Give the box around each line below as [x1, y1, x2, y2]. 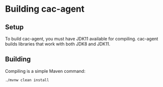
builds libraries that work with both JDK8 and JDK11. [5, 41, 111, 47]
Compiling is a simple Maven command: [5, 68, 86, 74]
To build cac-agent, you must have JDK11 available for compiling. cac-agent [5, 36, 158, 42]
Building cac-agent [5, 3, 85, 15]
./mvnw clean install [5, 77, 49, 83]
